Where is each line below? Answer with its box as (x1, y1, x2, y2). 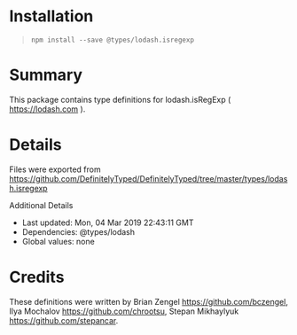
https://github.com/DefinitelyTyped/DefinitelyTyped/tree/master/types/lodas (9, 173, 288, 183)
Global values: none (21, 236, 95, 246)
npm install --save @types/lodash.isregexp (30, 35, 195, 44)
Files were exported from (9, 164, 101, 175)
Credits (9, 268, 65, 287)
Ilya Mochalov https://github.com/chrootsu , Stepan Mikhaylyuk (9, 306, 239, 316)
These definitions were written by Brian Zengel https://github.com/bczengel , (9, 296, 288, 307)
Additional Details (9, 199, 74, 210)
